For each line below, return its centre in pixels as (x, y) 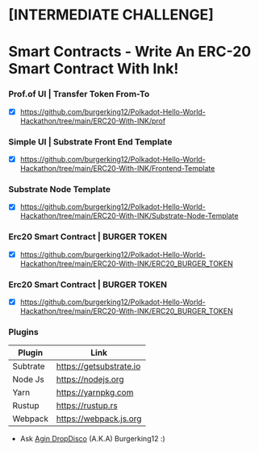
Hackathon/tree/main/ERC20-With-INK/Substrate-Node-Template (129, 216)
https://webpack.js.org (99, 419)
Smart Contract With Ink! (94, 69)
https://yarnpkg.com (95, 393)
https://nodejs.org (90, 379)
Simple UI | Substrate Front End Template (90, 141)
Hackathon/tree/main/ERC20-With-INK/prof (93, 121)
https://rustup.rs (87, 406)
